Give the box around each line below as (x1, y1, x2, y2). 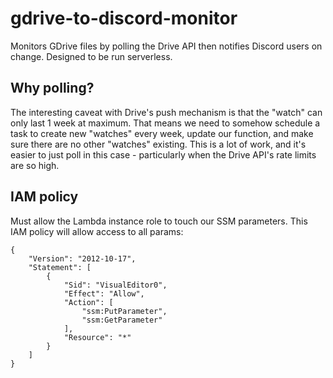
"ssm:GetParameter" (81, 315, 163, 325)
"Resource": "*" (63, 332, 132, 342)
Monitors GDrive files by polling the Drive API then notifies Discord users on (10, 40, 323, 52)
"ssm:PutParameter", (81, 306, 168, 316)
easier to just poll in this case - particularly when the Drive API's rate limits (10, 148, 317, 161)
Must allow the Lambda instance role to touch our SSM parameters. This (10, 215, 308, 227)
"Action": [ (63, 297, 114, 307)
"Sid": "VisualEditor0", (63, 280, 168, 290)
